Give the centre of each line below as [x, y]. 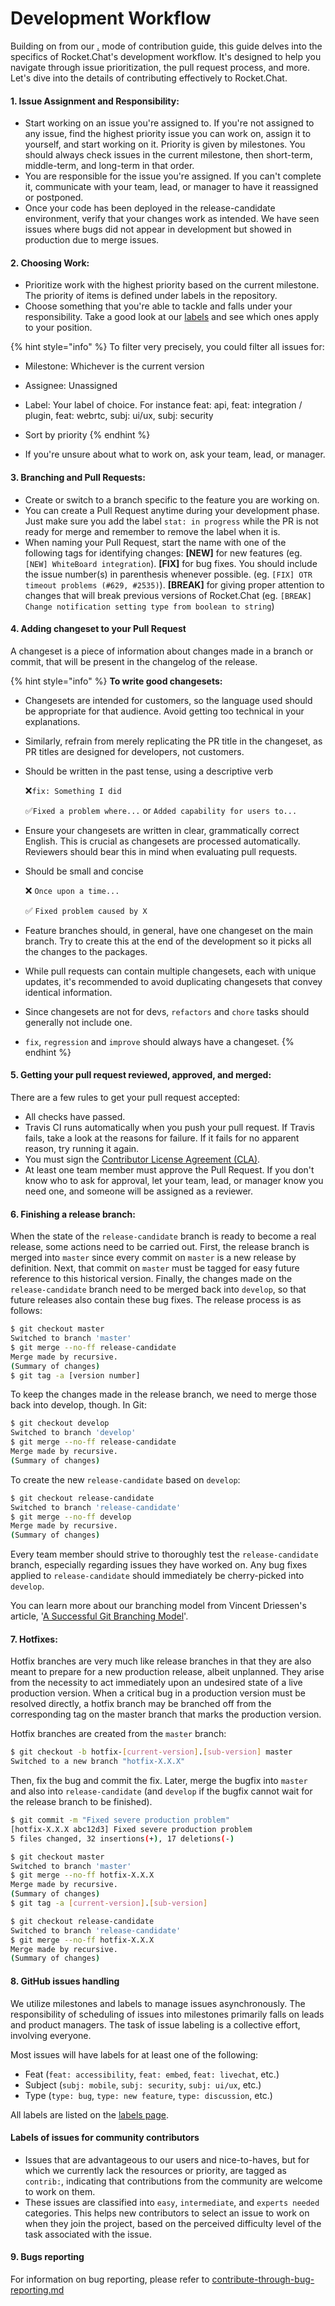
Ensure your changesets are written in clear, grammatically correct [162, 830]
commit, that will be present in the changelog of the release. [134, 661]
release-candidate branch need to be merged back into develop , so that [158, 1289]
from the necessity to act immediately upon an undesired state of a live [156, 1683]
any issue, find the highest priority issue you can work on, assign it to [168, 134]
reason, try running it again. [82, 1148]
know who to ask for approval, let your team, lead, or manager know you [174, 1180]
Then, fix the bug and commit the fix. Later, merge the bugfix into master [159, 1781]
